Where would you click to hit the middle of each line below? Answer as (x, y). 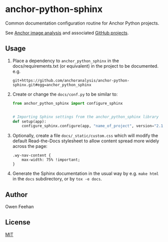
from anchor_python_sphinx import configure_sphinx (67, 103)
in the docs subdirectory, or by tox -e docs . (57, 179)
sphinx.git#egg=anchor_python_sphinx (52, 85)
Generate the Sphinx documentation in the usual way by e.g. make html (86, 173)
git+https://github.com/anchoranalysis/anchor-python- (71, 80)
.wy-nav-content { (32, 156)
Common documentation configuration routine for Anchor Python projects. (82, 23)
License (18, 222)
